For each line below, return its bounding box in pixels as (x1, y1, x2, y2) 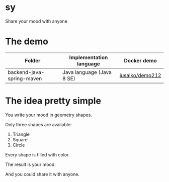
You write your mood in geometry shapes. (5, 112, 92, 118)
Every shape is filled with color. (5, 151, 70, 157)
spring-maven (8, 75, 42, 82)
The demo (5, 36, 49, 47)
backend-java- (8, 68, 45, 75)
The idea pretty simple (5, 95, 102, 107)
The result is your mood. (5, 161, 56, 167)
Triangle (12, 131, 30, 137)
